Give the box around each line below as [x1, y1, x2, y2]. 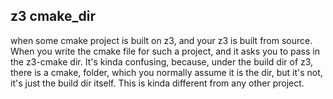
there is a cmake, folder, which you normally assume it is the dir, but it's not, [10, 66, 323, 78]
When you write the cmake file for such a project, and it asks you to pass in [10, 45, 320, 57]
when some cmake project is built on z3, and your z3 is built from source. [10, 34, 313, 46]
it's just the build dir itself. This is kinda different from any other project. [10, 77, 305, 89]
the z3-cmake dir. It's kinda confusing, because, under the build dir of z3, [10, 55, 314, 68]
